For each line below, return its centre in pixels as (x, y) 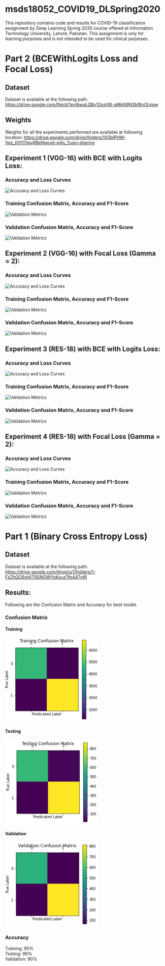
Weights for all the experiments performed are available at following (74, 132)
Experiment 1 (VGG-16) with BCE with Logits (74, 158)
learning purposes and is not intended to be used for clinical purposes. (77, 39)
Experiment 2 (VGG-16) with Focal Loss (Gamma (81, 254)
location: (14, 137)
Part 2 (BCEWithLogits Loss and (72, 59)
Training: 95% (19, 948)
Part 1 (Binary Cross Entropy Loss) (76, 536)
